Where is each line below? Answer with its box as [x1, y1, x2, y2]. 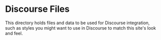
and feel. [5, 30, 23, 36]
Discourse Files [5, 3, 70, 15]
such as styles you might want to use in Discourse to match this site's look [5, 25, 156, 31]
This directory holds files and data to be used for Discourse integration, [5, 20, 150, 26]
